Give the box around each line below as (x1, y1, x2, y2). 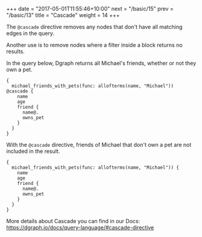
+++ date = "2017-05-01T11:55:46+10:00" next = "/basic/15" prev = (6, 5, 174, 12)
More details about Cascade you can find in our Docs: (6, 218, 140, 224)
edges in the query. (6, 30, 55, 37)
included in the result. (6, 148, 60, 155)
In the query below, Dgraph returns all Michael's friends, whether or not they (6, 60, 197, 67)
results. (6, 48, 25, 55)
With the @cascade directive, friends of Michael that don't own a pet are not (6, 141, 192, 148)
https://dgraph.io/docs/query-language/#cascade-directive (6, 224, 154, 231)
